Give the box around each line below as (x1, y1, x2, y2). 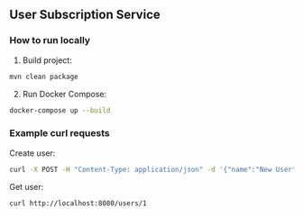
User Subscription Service (9, 7, 161, 23)
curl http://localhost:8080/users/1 (9, 198, 147, 208)
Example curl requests (9, 127, 110, 140)
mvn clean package (9, 72, 78, 81)
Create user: (9, 148, 56, 158)
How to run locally (9, 34, 91, 47)
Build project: (22, 54, 72, 66)
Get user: (9, 181, 44, 192)
